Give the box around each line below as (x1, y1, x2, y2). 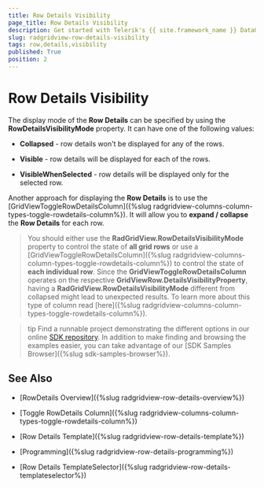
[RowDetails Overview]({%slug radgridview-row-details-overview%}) (19, 393, 245, 402)
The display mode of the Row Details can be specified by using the (8, 115, 226, 124)
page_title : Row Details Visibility (8, 19, 128, 27)
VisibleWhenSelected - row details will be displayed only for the (19, 169, 229, 179)
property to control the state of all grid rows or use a (27, 242, 199, 251)
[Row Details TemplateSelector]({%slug (19, 462, 148, 471)
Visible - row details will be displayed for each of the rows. (19, 154, 211, 164)
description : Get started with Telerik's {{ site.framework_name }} (8, 26, 237, 34)
